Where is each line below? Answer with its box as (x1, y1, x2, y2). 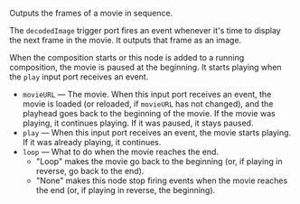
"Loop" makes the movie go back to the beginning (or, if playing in (35, 156, 283, 166)
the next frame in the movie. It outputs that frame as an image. (9, 35, 242, 45)
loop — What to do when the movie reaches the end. (22, 146, 220, 157)
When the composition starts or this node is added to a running (9, 52, 245, 62)
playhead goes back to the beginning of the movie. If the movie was (22, 108, 276, 118)
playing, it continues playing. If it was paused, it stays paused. (22, 117, 254, 128)
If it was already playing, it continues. (22, 137, 162, 147)
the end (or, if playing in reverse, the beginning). (35, 185, 216, 195)
